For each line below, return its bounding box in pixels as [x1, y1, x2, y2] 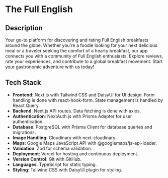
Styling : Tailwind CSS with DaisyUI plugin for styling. [12, 166, 122, 172]
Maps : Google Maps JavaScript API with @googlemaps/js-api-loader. [12, 140, 157, 146]
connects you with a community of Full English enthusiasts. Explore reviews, [5, 53, 163, 59]
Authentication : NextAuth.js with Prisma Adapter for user [12, 113, 132, 119]
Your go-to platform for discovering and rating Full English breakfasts [5, 37, 149, 43]
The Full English [5, 4, 73, 15]
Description [5, 24, 43, 32]
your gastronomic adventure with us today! [5, 64, 95, 70]
